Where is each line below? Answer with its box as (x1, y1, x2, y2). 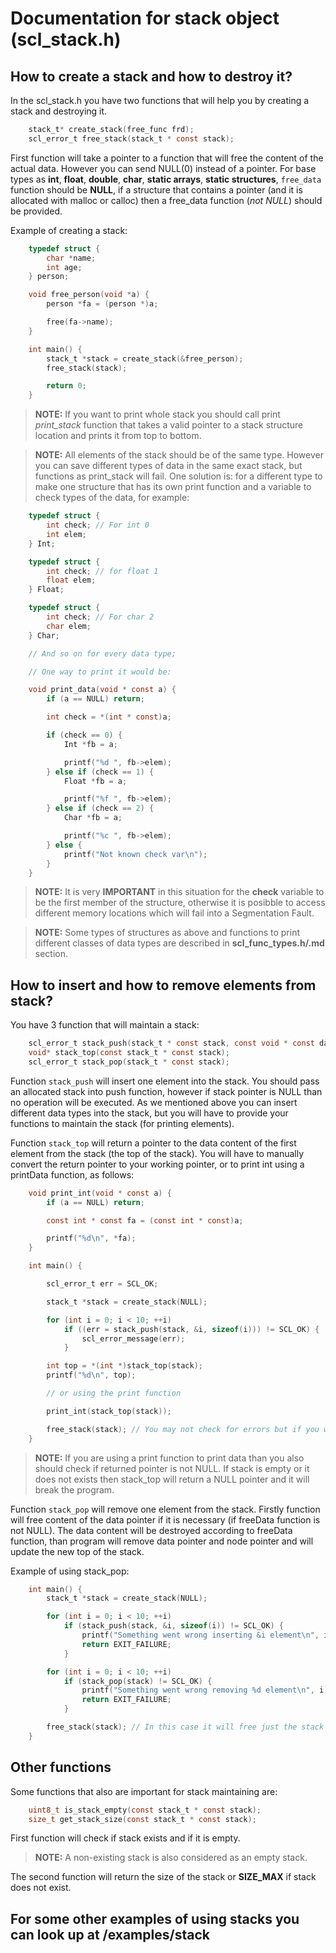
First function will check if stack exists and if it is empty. (10, 1832, 241, 1844)
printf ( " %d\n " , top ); (46, 1370, 137, 1381)
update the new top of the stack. (10, 1545, 145, 1557)
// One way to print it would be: (28, 667, 172, 677)
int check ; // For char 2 (46, 612, 155, 622)
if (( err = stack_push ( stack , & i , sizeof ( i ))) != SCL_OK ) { (63, 1324, 320, 1334)
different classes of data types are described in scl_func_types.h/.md (34, 937, 325, 949)
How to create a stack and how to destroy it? (10, 68, 293, 85)
